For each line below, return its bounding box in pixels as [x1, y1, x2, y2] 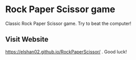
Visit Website [5, 35, 49, 44]
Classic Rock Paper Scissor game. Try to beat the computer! [5, 20, 131, 26]
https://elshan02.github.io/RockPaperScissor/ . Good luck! [5, 48, 127, 54]
